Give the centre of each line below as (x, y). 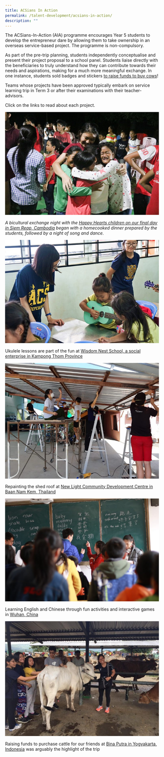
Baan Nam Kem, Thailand (31, 492)
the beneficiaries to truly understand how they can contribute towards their (81, 66)
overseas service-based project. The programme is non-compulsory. (74, 46)
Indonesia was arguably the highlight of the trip (52, 749)
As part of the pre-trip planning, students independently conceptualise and (81, 55)
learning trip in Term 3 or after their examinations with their (64, 91)
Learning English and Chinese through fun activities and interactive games (80, 609)
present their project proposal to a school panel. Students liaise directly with (82, 60)
